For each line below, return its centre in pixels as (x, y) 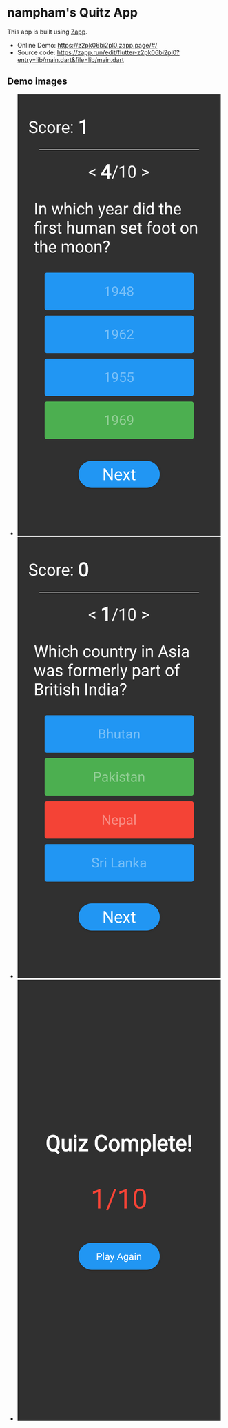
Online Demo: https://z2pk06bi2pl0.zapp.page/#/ (87, 45)
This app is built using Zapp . (47, 32)
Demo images (37, 82)
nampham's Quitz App (73, 13)
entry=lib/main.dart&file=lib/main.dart (70, 59)
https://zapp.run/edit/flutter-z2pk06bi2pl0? (118, 52)
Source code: (36, 52)
